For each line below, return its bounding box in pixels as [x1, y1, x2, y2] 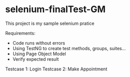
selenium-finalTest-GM [5, 4, 106, 15]
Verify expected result [12, 56, 59, 62]
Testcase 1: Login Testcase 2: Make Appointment [5, 66, 108, 72]
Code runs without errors [12, 40, 65, 46]
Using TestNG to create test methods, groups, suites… [12, 45, 126, 51]
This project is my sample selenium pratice [5, 20, 95, 26]
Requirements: [5, 30, 35, 36]
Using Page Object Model [12, 51, 66, 57]
